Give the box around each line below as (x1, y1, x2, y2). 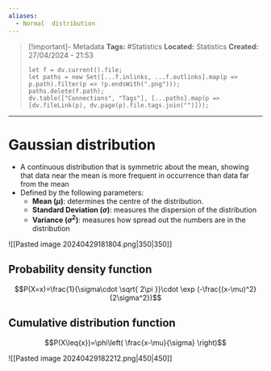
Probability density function (8, 263, 152, 276)
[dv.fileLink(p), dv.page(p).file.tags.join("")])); (27, 101, 210, 109)
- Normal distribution (15, 19, 95, 27)
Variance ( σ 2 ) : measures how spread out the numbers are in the (31, 213, 246, 225)
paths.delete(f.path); (27, 86, 105, 95)
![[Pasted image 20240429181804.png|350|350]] (8, 239, 173, 249)
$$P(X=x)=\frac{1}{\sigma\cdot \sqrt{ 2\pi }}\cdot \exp (14, 284, 195, 293)
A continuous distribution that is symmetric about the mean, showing (19, 162, 249, 172)
